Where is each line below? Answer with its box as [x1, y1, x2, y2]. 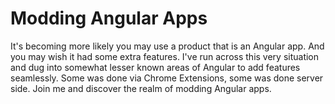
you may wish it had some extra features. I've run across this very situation [10, 50, 320, 62]
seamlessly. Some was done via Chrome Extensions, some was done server [10, 72, 324, 84]
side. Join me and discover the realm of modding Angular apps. [10, 82, 272, 94]
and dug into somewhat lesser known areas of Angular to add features [10, 61, 301, 73]
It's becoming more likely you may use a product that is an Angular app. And [10, 40, 325, 52]
